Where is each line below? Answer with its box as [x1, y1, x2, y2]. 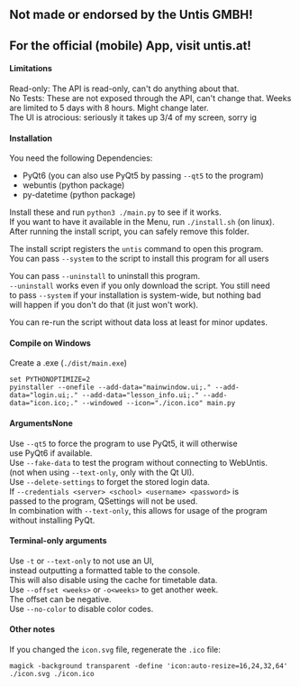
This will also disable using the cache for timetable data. [9, 574, 218, 585]
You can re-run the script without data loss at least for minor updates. [9, 317, 268, 328]
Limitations [9, 63, 52, 74]
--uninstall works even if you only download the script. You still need [9, 280, 270, 292]
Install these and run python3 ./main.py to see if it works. [9, 207, 223, 218]
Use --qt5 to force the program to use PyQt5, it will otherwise [9, 438, 238, 449]
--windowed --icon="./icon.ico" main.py [81, 399, 236, 408]
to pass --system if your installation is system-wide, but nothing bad [9, 290, 261, 301]
